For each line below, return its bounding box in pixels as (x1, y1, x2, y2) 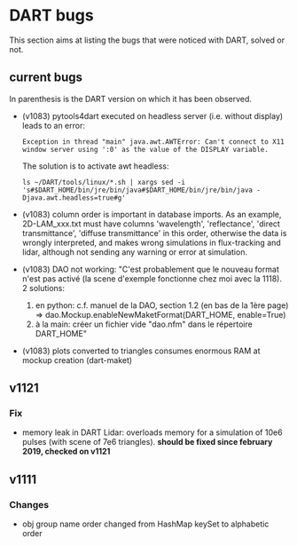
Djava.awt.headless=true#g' (21, 193, 126, 202)
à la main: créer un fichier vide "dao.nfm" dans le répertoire (35, 319, 253, 329)
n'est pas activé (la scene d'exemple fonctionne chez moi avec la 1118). (21, 273, 282, 284)
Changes (9, 498, 50, 510)
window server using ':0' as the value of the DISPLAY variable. (21, 145, 269, 154)
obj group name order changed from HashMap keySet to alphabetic (21, 518, 270, 529)
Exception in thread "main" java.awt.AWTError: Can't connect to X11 (21, 137, 285, 146)
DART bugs (9, 5, 95, 26)
